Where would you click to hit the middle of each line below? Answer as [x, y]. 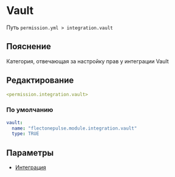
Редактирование [40, 81]
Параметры [30, 153]
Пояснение [29, 47]
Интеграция [31, 167]
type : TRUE [26, 134]
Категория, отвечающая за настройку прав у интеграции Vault [87, 61]
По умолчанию [30, 110]
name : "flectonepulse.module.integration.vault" [74, 128]
